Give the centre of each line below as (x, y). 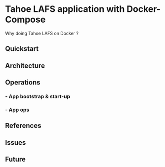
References (23, 126)
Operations (23, 83)
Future (16, 159)
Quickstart (22, 49)
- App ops (17, 110)
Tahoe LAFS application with (65, 9)
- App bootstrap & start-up (38, 96)
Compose (25, 20)
